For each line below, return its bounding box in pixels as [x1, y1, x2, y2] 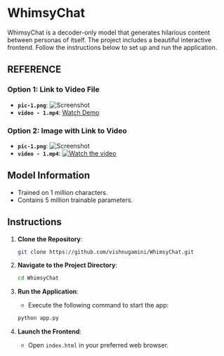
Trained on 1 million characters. [17, 188, 108, 196]
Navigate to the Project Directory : [17, 261, 118, 269]
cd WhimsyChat [17, 274, 59, 282]
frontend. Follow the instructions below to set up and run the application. [7, 43, 218, 51]
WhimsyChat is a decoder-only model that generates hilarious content [7, 28, 211, 37]
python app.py [17, 314, 59, 322]
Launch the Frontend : [17, 327, 82, 336]
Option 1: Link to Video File [7, 84, 100, 94]
